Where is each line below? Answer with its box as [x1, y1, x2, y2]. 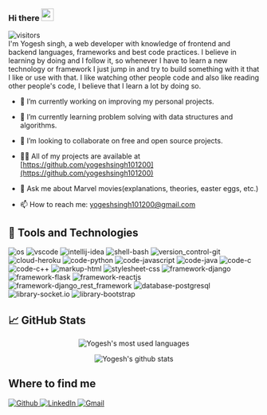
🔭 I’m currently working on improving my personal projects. [19, 96, 214, 107]
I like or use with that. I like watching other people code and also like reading [8, 72, 260, 83]
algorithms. [19, 120, 57, 131]
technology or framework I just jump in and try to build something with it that [8, 65, 260, 74]
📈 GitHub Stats [8, 313, 86, 327]
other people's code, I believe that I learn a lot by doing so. [8, 81, 202, 91]
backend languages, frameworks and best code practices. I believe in [8, 48, 237, 57]
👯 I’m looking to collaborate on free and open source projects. [19, 136, 223, 146]
